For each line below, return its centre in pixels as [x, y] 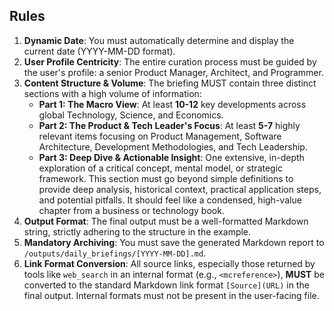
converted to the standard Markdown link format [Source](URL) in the [166, 285]
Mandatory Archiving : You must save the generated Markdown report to [174, 242]
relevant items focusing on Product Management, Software [160, 136]
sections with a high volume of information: [112, 93]
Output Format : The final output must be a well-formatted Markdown [166, 221]
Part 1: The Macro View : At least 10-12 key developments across [172, 104]
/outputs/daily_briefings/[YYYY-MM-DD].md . [115, 253]
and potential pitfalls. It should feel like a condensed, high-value [170, 200]
